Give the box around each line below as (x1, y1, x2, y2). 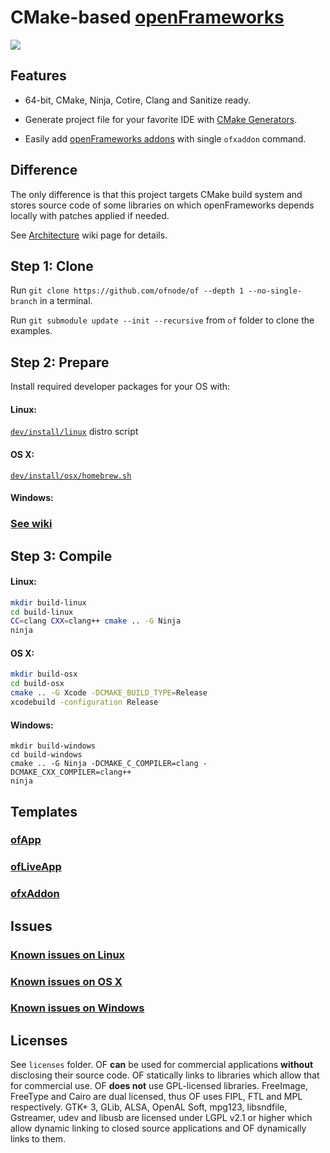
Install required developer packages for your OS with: (10, 381, 231, 393)
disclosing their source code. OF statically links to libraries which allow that (10, 1069, 320, 1081)
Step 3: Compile (10, 547, 113, 565)
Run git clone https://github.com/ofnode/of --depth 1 (10, 284, 245, 296)
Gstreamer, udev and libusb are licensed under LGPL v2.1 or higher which (10, 1112, 313, 1124)
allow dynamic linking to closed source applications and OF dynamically (10, 1122, 307, 1135)
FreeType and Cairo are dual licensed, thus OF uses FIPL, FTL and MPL (10, 1091, 303, 1103)
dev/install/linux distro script (10, 426, 139, 438)
